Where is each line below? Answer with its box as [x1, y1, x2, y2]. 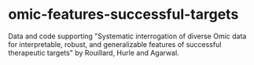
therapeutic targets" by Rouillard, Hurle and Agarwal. [8, 48, 179, 57]
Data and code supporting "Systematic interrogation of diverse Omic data [8, 31, 247, 41]
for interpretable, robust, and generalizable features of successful [8, 39, 222, 49]
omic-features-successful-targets [8, 5, 239, 23]
